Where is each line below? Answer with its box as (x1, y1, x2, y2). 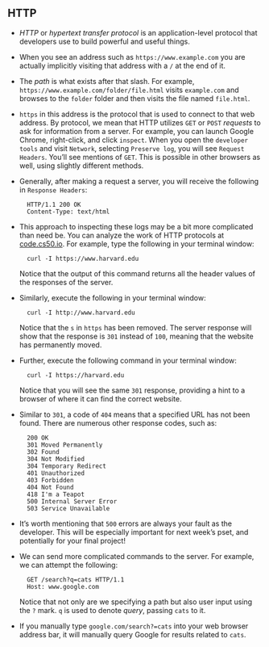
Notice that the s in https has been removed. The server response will (19, 322, 252, 332)
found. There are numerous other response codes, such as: (19, 418, 217, 427)
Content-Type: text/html (27, 208, 110, 216)
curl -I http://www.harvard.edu (27, 309, 135, 317)
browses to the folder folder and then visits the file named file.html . (19, 93, 250, 103)
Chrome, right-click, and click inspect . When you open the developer (19, 135, 249, 145)
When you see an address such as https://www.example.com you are (19, 52, 246, 61)
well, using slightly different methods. (19, 161, 144, 170)
